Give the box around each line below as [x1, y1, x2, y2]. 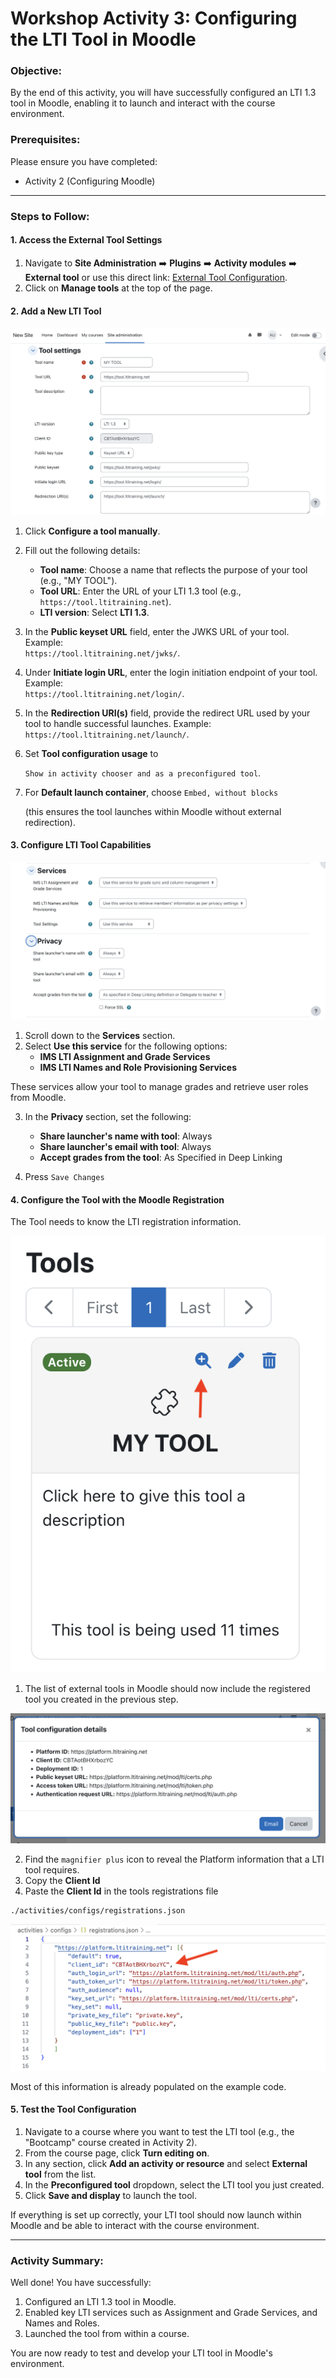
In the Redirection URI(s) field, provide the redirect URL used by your [24, 707, 311, 719]
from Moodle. [10, 1092, 67, 1104]
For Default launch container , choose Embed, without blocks [24, 786, 279, 798]
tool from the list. [24, 2168, 97, 2180]
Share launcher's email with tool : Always [39, 1141, 212, 1153]
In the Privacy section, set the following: [24, 1111, 192, 1123]
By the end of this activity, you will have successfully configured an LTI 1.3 [10, 87, 317, 99]
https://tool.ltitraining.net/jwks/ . [24, 647, 181, 659]
